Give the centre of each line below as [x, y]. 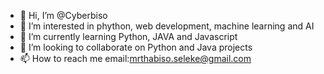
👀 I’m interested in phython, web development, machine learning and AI [167, 26]
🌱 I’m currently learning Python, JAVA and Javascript [128, 36]
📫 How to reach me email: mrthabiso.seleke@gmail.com [135, 58]
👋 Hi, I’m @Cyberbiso [63, 15]
